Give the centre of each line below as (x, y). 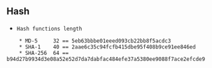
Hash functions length (49, 28)
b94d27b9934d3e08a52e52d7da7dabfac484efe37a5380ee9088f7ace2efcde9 (106, 59)
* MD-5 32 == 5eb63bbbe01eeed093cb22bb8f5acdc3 (95, 41)
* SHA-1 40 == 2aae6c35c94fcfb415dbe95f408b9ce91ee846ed (107, 47)
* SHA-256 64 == (44, 53)
